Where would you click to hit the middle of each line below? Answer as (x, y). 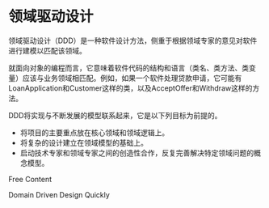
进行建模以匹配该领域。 (47, 50)
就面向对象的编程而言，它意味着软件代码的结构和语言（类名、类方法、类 (128, 68)
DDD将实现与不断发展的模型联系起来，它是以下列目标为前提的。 (115, 115)
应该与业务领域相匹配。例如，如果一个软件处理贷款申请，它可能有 (132, 78)
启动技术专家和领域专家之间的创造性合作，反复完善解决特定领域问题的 (137, 153)
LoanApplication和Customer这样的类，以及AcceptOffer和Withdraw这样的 (130, 88)
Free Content (30, 179)
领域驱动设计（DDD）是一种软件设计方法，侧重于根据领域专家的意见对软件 (133, 40)
